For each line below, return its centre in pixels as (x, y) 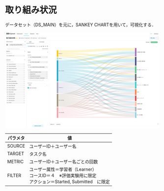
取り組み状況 (31, 10)
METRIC (15, 161)
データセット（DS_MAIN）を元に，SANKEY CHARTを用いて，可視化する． (81, 25)
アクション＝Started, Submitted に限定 (69, 182)
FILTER (14, 175)
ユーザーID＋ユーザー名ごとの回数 (64, 162)
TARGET (16, 154)
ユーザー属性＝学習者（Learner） (63, 169)
